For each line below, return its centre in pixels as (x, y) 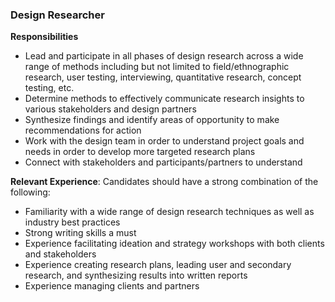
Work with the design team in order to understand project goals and (164, 141)
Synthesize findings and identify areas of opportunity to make (152, 120)
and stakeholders (60, 254)
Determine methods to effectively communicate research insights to (164, 99)
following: (30, 192)
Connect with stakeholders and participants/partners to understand (163, 162)
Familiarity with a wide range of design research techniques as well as (169, 212)
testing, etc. (49, 88)
